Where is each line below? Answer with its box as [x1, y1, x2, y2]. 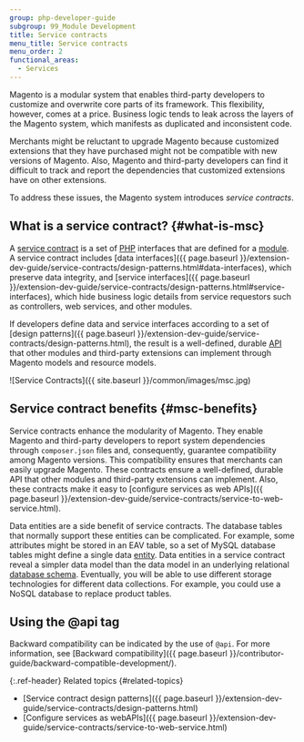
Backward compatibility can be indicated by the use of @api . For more [9, 638, 270, 649]
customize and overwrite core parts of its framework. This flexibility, [9, 98, 266, 109]
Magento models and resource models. [9, 357, 157, 368]
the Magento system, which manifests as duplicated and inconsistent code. [9, 117, 293, 128]
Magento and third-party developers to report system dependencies [9, 434, 266, 446]
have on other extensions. [9, 174, 107, 185]
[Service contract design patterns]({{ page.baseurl [22, 693, 214, 704]
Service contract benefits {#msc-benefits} [9, 401, 258, 417]
